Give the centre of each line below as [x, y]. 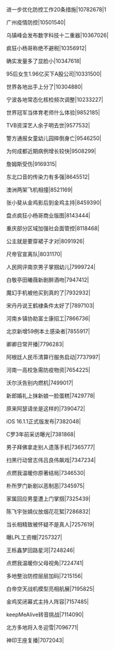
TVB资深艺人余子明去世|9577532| [48, 125]
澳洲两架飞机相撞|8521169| [40, 190]
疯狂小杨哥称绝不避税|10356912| [46, 48]
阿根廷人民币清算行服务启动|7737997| [53, 357]
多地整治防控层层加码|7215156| [45, 576]
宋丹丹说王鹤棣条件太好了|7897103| [50, 306]
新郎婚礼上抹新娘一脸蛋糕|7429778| [51, 396]
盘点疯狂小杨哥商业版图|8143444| [48, 215]
